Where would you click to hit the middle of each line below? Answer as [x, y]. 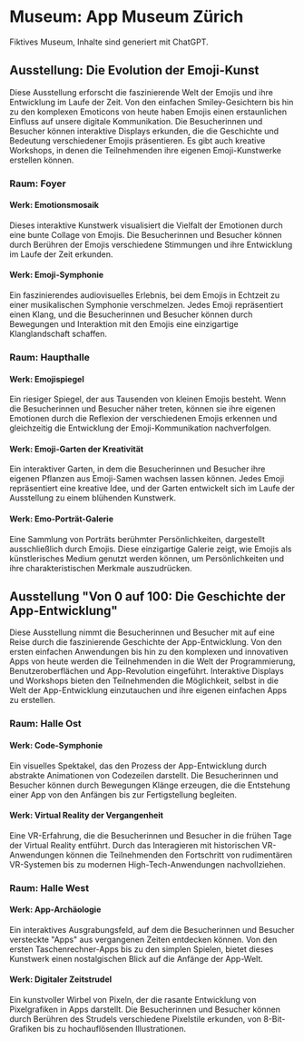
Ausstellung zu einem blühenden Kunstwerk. [93, 498]
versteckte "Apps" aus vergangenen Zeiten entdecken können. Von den [143, 939]
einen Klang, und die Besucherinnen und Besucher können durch [131, 314]
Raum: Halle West [49, 887]
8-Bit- [274, 1019]
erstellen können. [42, 160]
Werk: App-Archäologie [55, 909]
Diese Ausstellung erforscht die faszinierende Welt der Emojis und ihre [142, 92]
